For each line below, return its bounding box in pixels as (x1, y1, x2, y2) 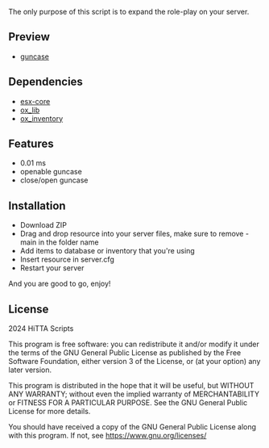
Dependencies (8, 75, 83, 89)
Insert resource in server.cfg (19, 254, 114, 265)
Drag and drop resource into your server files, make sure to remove (19, 229, 244, 239)
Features (8, 137, 54, 151)
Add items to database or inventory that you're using (19, 246, 195, 256)
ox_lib (19, 105, 40, 115)
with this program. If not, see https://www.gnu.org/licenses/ (8, 431, 207, 441)
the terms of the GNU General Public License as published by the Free (8, 348, 242, 358)
